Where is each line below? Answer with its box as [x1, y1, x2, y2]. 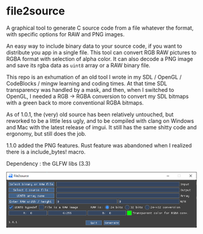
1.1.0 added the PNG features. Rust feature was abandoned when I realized [6, 141, 192, 149]
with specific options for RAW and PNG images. [6, 30, 125, 37]
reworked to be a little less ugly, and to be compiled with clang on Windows [6, 117, 195, 125]
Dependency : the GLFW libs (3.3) [6, 160, 91, 167]
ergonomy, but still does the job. [6, 130, 86, 137]
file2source [6, 4, 65, 18]
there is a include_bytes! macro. [6, 148, 86, 155]
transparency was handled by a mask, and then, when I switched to [6, 86, 174, 93]
